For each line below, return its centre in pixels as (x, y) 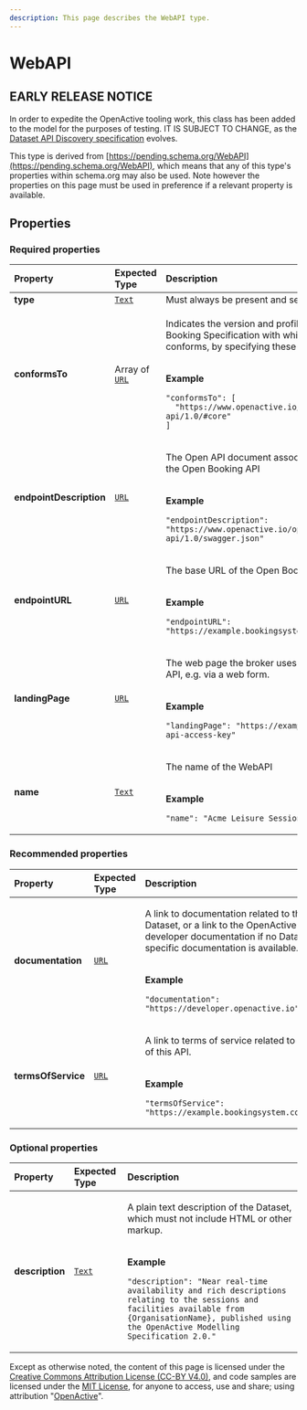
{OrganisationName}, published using (209, 1318)
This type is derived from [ (59, 155)
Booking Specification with (223, 335)
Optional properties (54, 1148)
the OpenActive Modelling (184, 1327)
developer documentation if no (211, 936)
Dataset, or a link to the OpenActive (221, 925)
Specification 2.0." (172, 1336)
